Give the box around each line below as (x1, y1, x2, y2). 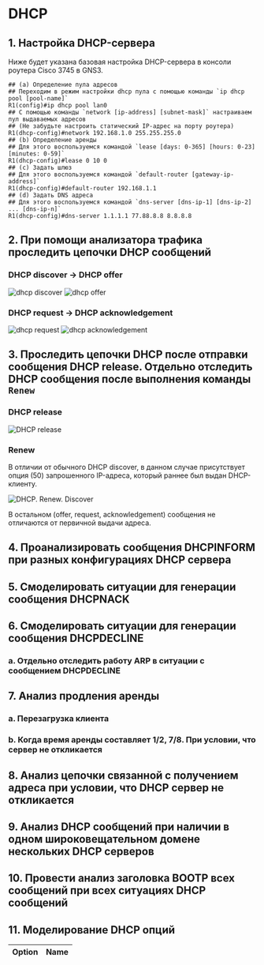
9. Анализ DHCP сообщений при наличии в (8, 820, 230, 834)
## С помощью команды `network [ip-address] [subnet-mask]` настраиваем (8, 108, 252, 116)
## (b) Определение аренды (8, 136, 97, 144)
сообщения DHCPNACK (8, 592, 130, 606)
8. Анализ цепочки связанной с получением (8, 768, 239, 782)
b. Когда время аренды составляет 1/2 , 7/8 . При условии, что (8, 734, 256, 745)
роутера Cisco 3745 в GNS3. (8, 66, 104, 75)
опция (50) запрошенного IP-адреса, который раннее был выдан (8, 471, 227, 480)
